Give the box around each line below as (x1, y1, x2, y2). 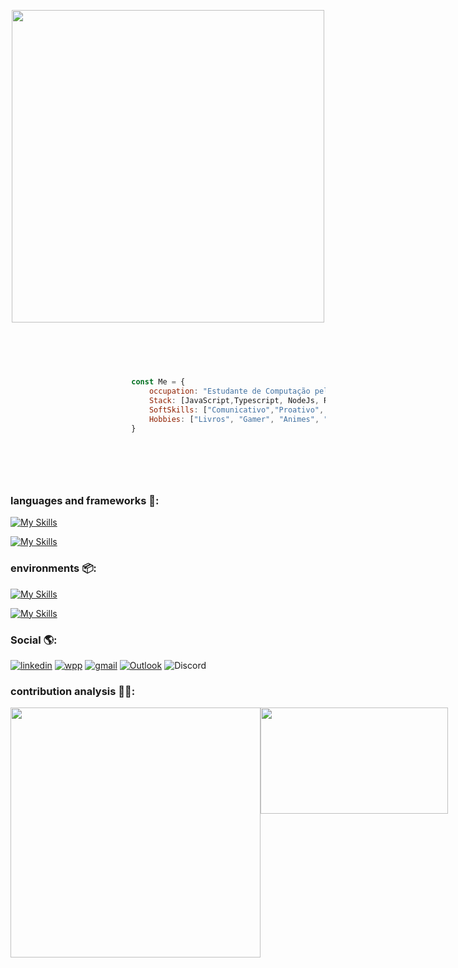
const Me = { (131, 377, 186, 387)
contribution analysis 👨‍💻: (10, 684, 136, 698)
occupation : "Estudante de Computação (148, 386, 311, 397)
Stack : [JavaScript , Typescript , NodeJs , (148, 396, 320, 406)
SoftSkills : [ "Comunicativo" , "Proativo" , (148, 405, 325, 415)
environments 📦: (10, 561, 97, 575)
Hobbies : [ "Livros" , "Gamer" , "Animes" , (148, 414, 320, 424)
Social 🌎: (10, 633, 58, 647)
